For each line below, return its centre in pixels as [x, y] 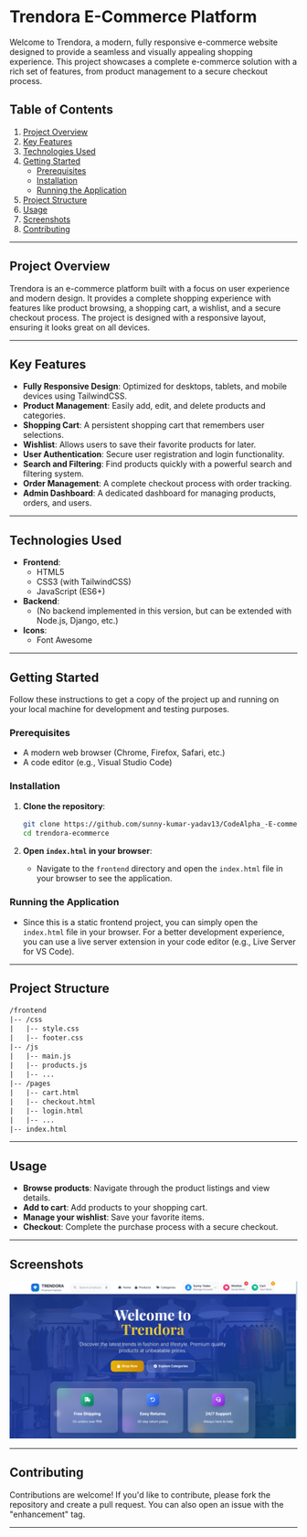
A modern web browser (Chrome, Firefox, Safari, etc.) [124, 752]
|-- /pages [30, 1084]
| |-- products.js [49, 1066]
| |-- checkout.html [53, 1102]
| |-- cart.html [44, 1093]
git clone [42, 824]
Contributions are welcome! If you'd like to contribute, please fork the [140, 1494]
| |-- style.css [44, 1029]
